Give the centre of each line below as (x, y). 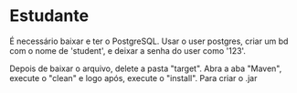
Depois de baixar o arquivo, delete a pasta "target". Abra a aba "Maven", (146, 68)
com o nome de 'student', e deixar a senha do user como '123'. (128, 50)
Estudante (49, 16)
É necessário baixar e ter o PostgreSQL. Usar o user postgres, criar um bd (149, 41)
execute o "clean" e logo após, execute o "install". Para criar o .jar (133, 77)
